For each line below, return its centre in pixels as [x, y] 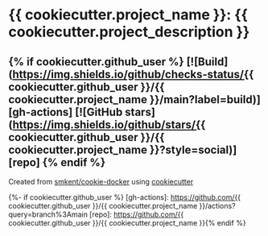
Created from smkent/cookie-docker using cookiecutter [101, 182]
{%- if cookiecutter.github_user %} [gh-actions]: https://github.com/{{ [125, 197]
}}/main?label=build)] [205, 99]
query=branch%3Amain [48, 214]
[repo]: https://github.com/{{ [137, 214]
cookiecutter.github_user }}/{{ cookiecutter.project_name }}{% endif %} [128, 223]
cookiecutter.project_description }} [129, 32]
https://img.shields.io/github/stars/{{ [109, 124]
